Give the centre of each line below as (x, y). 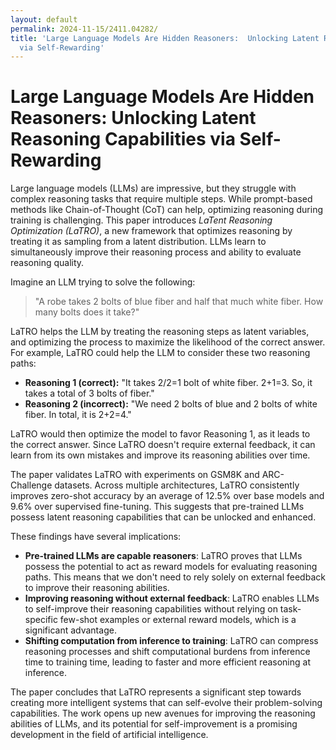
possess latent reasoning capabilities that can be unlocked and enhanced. (163, 517)
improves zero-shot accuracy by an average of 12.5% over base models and (167, 496)
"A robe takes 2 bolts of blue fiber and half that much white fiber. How (179, 302)
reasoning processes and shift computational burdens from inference (167, 652)
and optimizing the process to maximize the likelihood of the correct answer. (168, 342)
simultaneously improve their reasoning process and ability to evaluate (156, 252)
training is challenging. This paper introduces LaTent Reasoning (141, 220)
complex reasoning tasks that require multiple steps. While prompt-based (161, 199)
